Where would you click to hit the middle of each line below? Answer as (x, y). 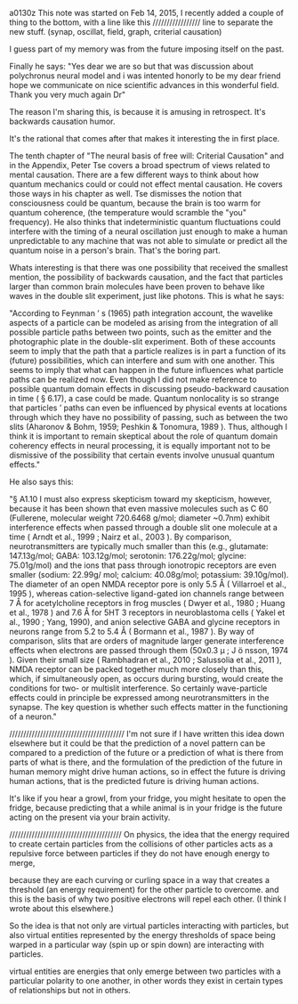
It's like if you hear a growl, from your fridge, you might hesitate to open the (148, 798)
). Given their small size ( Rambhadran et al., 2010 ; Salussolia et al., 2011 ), (145, 660)
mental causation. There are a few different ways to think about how (134, 174)
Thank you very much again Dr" (68, 94)
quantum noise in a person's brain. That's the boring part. (115, 250)
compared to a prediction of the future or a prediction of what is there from (146, 753)
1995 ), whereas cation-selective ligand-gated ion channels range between (147, 594)
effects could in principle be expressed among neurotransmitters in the (139, 697)
